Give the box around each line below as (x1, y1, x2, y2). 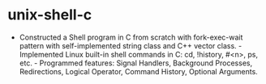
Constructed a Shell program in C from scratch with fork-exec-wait (19, 32, 243, 42)
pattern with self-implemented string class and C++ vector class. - (19, 40, 242, 50)
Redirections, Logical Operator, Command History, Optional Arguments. (19, 66, 259, 76)
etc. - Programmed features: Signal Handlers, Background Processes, (19, 58, 253, 68)
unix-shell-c (7, 6, 92, 24)
